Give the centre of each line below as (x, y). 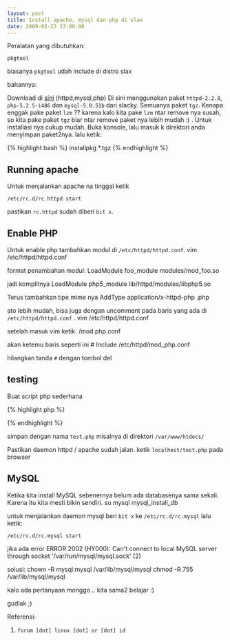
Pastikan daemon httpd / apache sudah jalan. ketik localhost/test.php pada (115, 449)
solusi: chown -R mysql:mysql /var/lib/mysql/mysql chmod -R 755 (100, 569)
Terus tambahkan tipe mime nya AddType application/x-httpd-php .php (108, 297)
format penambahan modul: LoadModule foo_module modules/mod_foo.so (113, 270)
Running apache (43, 169)
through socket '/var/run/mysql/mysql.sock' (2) (74, 556)
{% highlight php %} (36, 409)
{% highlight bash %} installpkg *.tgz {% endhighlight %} (88, 148)
